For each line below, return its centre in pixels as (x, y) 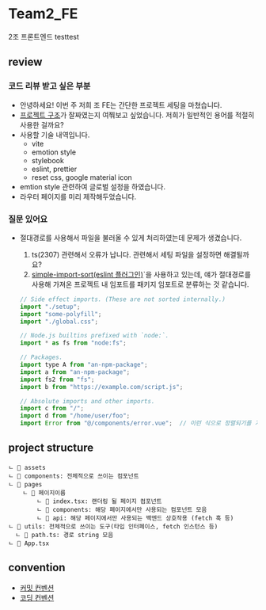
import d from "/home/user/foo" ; (75, 416)
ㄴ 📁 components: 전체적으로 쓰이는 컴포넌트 (74, 476)
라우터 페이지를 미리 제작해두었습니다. (78, 196)
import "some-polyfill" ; (61, 314)
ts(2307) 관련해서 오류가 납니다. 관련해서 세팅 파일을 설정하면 (127, 254)
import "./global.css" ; (59, 322)
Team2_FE (43, 14)
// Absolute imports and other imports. (87, 401)
